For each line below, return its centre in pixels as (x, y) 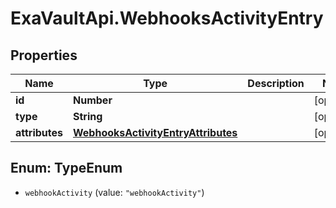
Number (93, 100)
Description (276, 83)
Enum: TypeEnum (66, 168)
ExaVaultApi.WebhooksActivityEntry (167, 18)
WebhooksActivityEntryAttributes (155, 132)
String (88, 116)
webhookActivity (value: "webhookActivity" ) (114, 192)
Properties (44, 55)
